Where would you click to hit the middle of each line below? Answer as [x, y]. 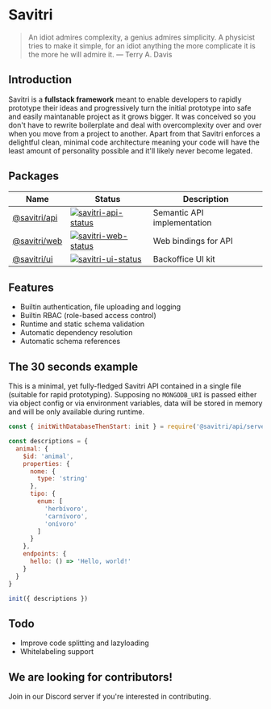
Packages [33, 176]
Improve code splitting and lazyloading [84, 643]
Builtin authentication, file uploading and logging [100, 307]
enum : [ [50, 501]
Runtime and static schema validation [82, 324]
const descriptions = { [48, 442]
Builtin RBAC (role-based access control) [88, 316]
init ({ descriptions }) [48, 598]
